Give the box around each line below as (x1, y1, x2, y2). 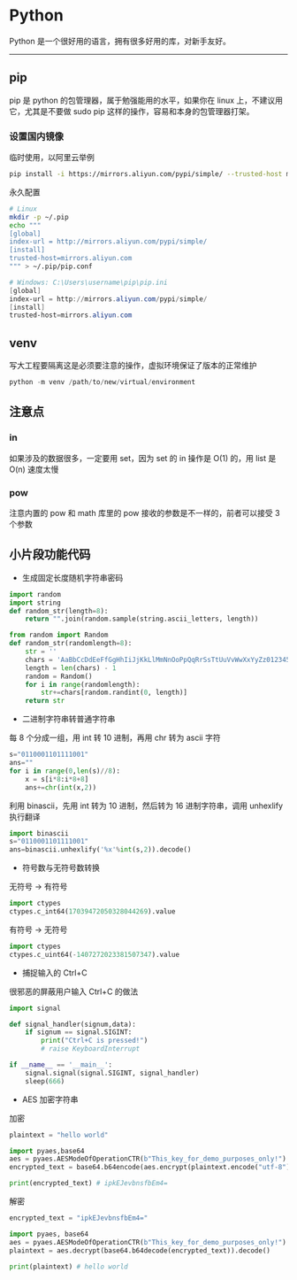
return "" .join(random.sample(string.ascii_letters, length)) (25, 614, 259, 624)
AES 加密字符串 (21, 1094, 79, 1105)
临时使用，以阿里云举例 (9, 152, 95, 163)
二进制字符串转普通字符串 (21, 713, 116, 724)
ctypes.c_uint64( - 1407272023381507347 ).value (9, 950, 179, 959)
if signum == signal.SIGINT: (25, 1028, 133, 1037)
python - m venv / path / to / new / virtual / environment (9, 378, 196, 387)
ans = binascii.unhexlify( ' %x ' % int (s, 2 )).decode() (9, 845, 192, 854)
